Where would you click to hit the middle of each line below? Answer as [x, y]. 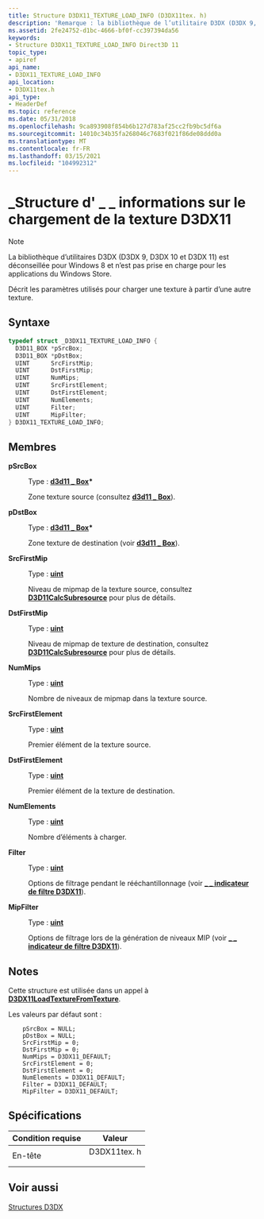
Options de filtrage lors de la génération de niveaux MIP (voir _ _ [133, 938]
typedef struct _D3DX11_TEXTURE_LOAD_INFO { [83, 341]
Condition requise [47, 1138]
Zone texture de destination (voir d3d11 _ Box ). [104, 543]
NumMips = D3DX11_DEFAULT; [67, 1057]
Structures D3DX [36, 1207]
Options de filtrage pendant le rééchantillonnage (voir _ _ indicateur [139, 884]
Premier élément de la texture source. [90, 745]
